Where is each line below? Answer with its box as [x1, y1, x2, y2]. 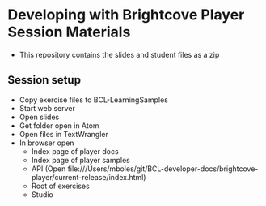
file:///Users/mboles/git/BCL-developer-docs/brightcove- [67, 164, 259, 174]
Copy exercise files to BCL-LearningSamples [19, 95, 169, 105]
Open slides [19, 112, 60, 122]
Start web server [19, 103, 76, 113]
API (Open [31, 164, 66, 174]
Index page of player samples [31, 155, 131, 165]
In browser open [19, 138, 74, 148]
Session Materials [7, 23, 131, 41]
